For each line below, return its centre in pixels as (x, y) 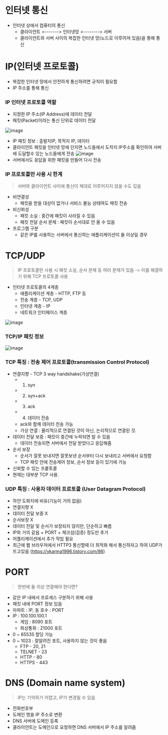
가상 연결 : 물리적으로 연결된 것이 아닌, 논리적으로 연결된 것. (78, 430)
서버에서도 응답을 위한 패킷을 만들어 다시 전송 (57, 160)
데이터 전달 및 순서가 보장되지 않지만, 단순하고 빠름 (62, 526)
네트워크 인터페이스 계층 (44, 312)
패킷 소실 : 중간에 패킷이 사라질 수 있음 (58, 216)
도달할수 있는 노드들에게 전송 (46, 154)
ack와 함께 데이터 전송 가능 (47, 424)
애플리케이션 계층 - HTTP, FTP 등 (53, 293)
